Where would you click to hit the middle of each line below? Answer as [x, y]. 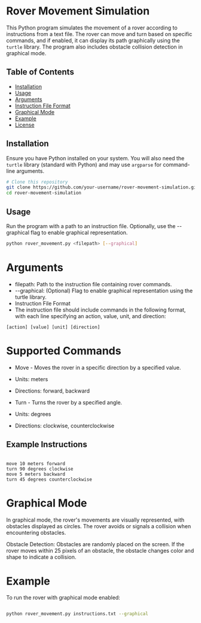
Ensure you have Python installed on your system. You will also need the [95, 158]
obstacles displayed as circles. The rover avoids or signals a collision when [99, 526]
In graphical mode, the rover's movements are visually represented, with [95, 520]
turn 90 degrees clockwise [40, 469]
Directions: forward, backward [52, 391]
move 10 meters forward [36, 463]
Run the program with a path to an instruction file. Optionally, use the [91, 226]
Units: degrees [33, 414]
